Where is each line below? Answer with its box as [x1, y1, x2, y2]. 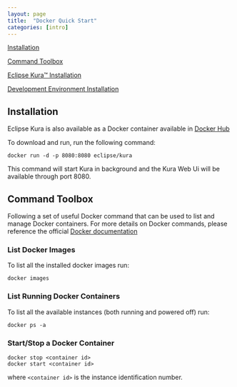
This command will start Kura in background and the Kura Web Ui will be [7, 165, 220, 174]
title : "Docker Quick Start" [7, 17, 98, 24]
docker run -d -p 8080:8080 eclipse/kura [7, 152, 133, 159]
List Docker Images [7, 244, 76, 254]
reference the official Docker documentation [7, 227, 138, 236]
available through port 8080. [7, 172, 91, 181]
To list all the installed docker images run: [7, 261, 130, 270]
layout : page [7, 10, 46, 18]
